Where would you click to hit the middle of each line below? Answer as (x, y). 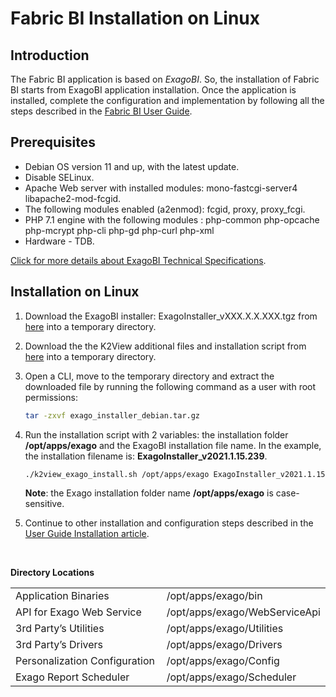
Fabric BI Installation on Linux (135, 18)
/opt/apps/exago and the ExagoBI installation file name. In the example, (173, 445)
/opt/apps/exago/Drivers (224, 645)
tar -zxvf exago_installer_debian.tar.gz (112, 415)
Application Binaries (62, 596)
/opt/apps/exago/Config (223, 661)
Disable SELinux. (59, 177)
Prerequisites (53, 142)
